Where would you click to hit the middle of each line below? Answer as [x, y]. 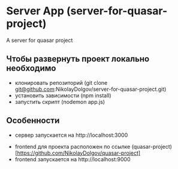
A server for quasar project [40, 40]
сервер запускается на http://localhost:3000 [71, 135]
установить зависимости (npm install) [63, 95]
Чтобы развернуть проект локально [78, 59]
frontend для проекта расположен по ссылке [73, 146]
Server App [35, 11]
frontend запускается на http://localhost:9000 [73, 159]
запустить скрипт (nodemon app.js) [60, 102]
